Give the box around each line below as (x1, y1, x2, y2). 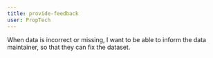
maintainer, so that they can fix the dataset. (7, 43, 131, 51)
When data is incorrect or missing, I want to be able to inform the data (7, 35, 206, 43)
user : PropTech (7, 17, 51, 23)
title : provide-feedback (7, 10, 79, 17)
